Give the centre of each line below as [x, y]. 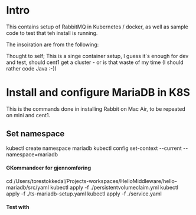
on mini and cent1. [28, 115]
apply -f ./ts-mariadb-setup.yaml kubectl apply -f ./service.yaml [84, 194]
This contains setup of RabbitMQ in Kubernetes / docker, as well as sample [97, 27]
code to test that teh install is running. [52, 33]
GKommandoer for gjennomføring [49, 168]
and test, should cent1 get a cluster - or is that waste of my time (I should [95, 62]
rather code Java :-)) [32, 68]
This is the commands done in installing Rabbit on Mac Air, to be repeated [96, 109]
